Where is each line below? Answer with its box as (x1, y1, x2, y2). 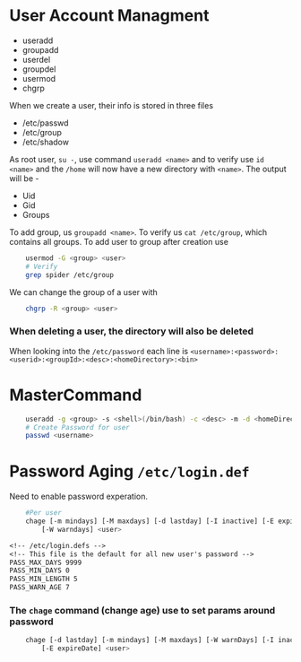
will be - (9, 172, 39, 184)
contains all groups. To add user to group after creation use (9, 236, 228, 247)
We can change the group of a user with (9, 286, 159, 297)
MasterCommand (9, 385, 142, 405)
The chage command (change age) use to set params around (9, 605, 276, 617)
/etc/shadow (21, 136, 70, 147)
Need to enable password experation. (9, 491, 149, 502)
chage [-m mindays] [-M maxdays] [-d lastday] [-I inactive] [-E (25, 517, 275, 526)
